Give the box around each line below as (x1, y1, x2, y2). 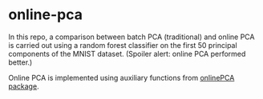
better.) (8, 57, 33, 67)
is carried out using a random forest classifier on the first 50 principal (8, 40, 238, 49)
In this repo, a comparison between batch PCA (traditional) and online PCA (8, 32, 255, 42)
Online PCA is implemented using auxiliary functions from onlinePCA (8, 73, 235, 82)
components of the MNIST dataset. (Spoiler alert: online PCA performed (8, 49, 246, 58)
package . (8, 81, 39, 91)
